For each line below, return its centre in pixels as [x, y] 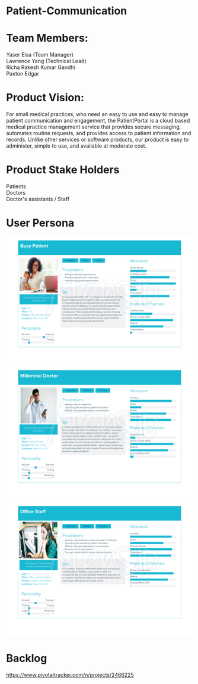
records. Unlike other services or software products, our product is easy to [98, 140]
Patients [16, 186]
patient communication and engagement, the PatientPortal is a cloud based [98, 121]
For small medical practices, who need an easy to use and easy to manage [97, 114]
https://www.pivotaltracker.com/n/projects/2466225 [70, 674]
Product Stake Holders [63, 170]
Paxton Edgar [23, 74]
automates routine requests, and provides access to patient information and [99, 133]
